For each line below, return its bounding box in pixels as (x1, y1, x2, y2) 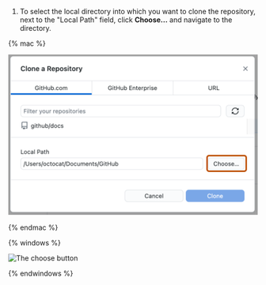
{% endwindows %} (8, 268, 74, 279)
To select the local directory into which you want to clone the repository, (19, 7, 256, 16)
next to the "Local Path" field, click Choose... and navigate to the (19, 15, 233, 24)
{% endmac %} (8, 223, 59, 232)
